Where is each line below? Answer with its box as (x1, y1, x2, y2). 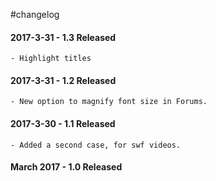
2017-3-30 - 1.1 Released (10, 118, 116, 129)
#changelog (10, 9, 60, 20)
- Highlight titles (10, 54, 92, 64)
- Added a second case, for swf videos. (10, 140, 182, 150)
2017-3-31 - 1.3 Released (10, 31, 117, 43)
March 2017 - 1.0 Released (10, 161, 123, 173)
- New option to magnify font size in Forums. (10, 97, 208, 107)
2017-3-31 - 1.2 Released (10, 74, 117, 86)
